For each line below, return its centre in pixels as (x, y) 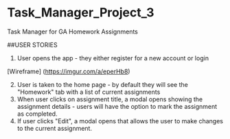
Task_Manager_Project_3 (81, 13)
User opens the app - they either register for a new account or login (113, 58)
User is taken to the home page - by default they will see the (103, 84)
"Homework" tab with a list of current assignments (89, 92)
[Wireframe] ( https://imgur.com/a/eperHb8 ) (69, 71)
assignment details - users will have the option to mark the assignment (117, 106)
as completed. (37, 114)
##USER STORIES (32, 45)
